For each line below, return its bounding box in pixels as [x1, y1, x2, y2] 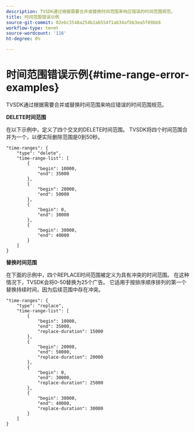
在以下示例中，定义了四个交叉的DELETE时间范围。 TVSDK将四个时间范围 [6, 126, 183, 133]
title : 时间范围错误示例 [6, 14, 60, 20]
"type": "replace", [16, 303, 64, 309]
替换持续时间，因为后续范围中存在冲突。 [6, 286, 104, 293]
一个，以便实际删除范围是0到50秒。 [16, 133, 103, 140]
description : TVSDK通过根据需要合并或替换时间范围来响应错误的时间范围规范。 [6, 8, 176, 15]
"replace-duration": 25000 [37, 380, 104, 386]
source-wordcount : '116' [6, 31, 67, 36]
